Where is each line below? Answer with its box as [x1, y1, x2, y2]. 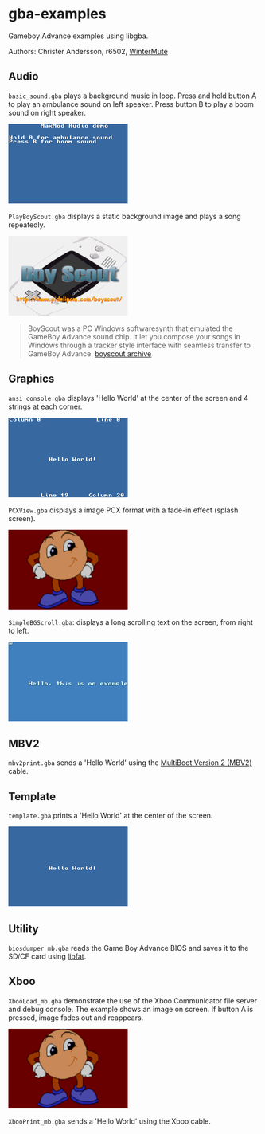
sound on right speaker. [8, 108, 86, 117]
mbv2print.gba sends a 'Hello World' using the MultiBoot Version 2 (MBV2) [8, 758, 252, 767]
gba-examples [8, 5, 107, 23]
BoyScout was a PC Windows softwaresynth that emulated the [27, 324, 233, 333]
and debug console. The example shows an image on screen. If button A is [8, 1004, 254, 1014]
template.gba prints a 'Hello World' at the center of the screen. [8, 810, 213, 821]
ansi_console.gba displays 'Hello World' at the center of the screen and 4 [8, 393, 249, 402]
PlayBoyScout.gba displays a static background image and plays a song [8, 211, 241, 221]
